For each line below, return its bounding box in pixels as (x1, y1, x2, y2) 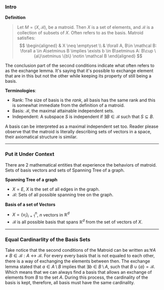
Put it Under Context (5, 151, 55, 158)
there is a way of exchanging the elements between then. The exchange (5, 258, 150, 264)
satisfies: (17, 35, 36, 41)
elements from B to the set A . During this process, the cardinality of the (5, 274, 148, 280)
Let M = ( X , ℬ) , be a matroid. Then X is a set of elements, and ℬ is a (17, 24, 154, 30)
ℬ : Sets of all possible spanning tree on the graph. (12, 192, 114, 197)
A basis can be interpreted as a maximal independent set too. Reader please (5, 123, 159, 129)
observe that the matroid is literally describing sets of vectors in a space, (5, 129, 152, 135)
